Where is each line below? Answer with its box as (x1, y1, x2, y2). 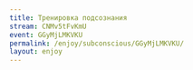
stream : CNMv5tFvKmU (9, 22, 88, 31)
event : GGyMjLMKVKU (9, 30, 83, 39)
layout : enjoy (9, 47, 63, 56)
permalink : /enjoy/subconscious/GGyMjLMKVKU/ (9, 38, 184, 48)
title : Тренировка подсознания (9, 13, 128, 23)
